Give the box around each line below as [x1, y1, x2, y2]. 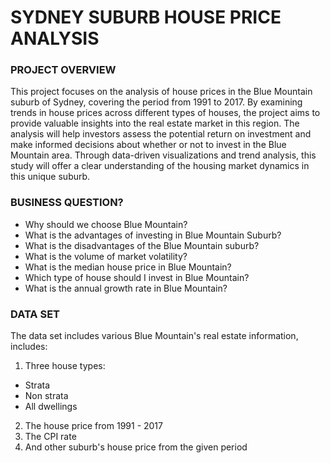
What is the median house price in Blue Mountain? [24, 261, 232, 273]
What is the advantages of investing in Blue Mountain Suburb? [24, 229, 282, 241]
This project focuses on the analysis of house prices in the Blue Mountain [10, 86, 313, 98]
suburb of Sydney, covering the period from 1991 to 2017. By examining [10, 96, 303, 108]
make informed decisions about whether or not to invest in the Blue [10, 139, 287, 151]
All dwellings [24, 401, 78, 413]
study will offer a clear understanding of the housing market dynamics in [10, 160, 310, 172]
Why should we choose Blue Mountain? [24, 218, 188, 230]
